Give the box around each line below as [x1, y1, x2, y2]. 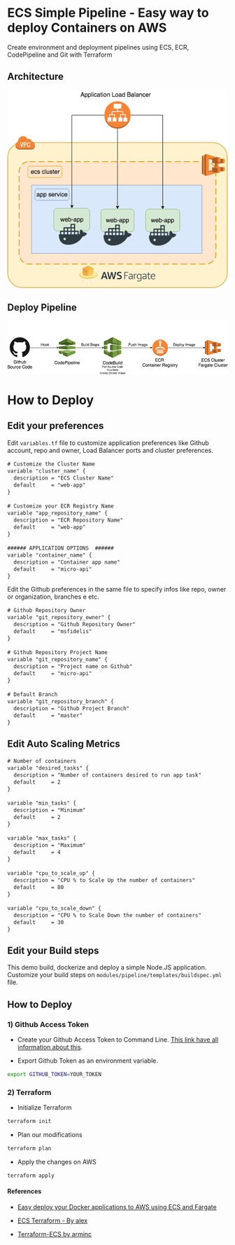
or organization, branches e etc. [7, 592, 99, 601]
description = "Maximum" [13, 841, 86, 849]
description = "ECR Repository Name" [13, 517, 124, 524]
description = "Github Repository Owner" [13, 620, 136, 628]
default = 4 [13, 848, 61, 856]
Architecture [7, 71, 64, 83]
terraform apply [7, 1172, 55, 1179]
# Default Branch [7, 690, 58, 698]
